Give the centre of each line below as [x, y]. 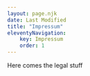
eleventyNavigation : [37, 33]
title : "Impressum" [35, 26]
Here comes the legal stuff [45, 65]
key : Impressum [42, 39]
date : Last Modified [37, 20]
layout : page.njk [32, 13]
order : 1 [32, 46]
